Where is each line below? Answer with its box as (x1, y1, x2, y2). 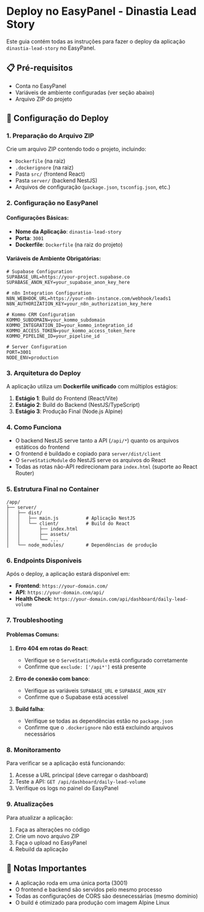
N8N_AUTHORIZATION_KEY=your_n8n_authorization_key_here (6, 301, 152, 307)
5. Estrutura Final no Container (6, 485, 99, 493)
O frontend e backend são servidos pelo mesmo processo (15, 886, 162, 894)
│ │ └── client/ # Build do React (6, 521, 130, 527)
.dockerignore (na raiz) (15, 164, 74, 171)
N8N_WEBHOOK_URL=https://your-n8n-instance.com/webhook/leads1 (6, 295, 172, 302)
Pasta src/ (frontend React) (15, 170, 86, 178)
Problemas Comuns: (6, 631, 59, 639)
